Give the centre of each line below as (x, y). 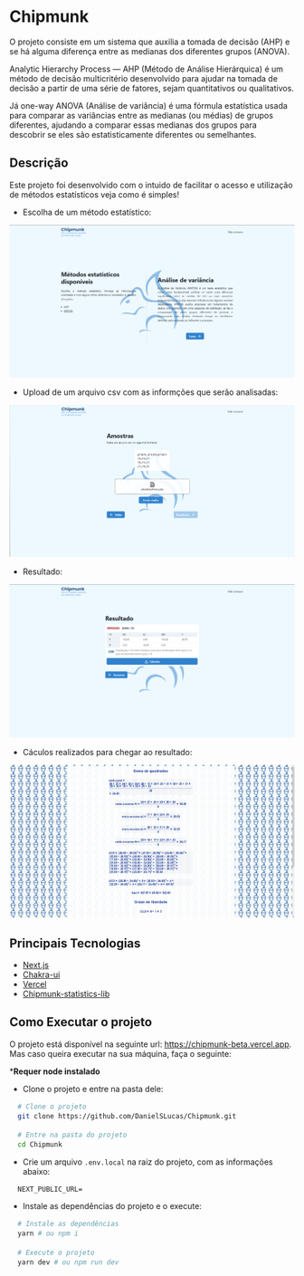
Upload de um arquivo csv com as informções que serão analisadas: (150, 392)
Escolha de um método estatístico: (87, 212)
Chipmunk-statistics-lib (66, 993)
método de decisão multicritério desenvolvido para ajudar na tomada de (144, 78)
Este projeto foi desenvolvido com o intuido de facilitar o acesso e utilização (151, 185)
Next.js (36, 964)
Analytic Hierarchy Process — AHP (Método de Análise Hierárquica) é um (146, 69)
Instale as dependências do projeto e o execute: (112, 1206)
